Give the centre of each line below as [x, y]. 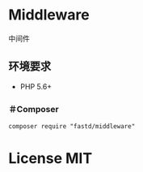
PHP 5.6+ [36, 86]
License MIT [50, 159]
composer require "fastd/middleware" [72, 127]
